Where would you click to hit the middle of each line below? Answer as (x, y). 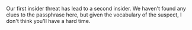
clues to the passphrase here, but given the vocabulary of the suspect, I (94, 15)
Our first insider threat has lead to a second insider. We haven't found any (96, 9)
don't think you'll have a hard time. (48, 21)
